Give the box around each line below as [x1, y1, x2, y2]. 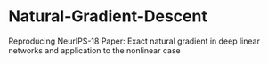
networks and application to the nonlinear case [8, 44, 181, 55]
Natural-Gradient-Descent [8, 6, 208, 27]
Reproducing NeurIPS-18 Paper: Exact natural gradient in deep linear [8, 36, 260, 46]
